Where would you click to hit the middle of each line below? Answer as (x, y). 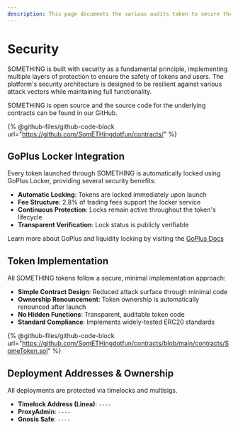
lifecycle (30, 217)
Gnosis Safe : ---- (44, 419)
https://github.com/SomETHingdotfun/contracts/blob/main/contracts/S (125, 343)
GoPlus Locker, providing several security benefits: (82, 181)
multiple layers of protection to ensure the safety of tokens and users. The (116, 76)
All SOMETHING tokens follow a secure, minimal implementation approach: (117, 278)
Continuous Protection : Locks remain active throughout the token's (117, 210)
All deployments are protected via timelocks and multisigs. (93, 390)
